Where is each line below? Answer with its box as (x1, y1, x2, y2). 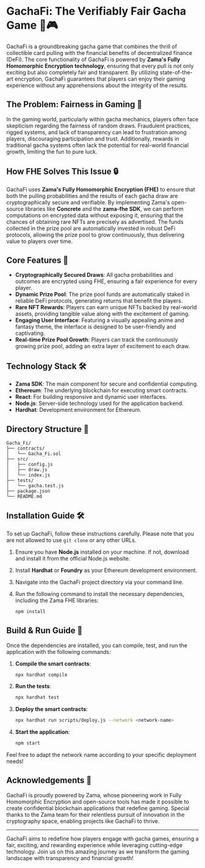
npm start (15, 740, 41, 747)
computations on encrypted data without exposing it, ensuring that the (6, 212, 184, 219)
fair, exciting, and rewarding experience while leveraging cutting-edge (6, 841, 183, 848)
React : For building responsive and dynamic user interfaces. (15, 393, 167, 401)
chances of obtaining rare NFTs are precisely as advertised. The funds (6, 218, 184, 225)
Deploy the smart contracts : (15, 706, 88, 713)
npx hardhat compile (15, 672, 68, 678)
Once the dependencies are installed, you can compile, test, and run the (6, 642, 188, 649)
